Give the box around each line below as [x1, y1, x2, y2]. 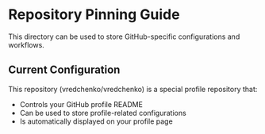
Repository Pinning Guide [8, 6, 180, 24]
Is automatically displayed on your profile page [19, 117, 173, 126]
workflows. [8, 40, 45, 49]
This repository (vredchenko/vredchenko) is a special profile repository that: [8, 84, 258, 94]
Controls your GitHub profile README [19, 99, 143, 109]
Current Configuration [8, 63, 121, 77]
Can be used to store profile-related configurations [19, 108, 186, 117]
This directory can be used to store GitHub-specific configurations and [8, 32, 240, 41]
